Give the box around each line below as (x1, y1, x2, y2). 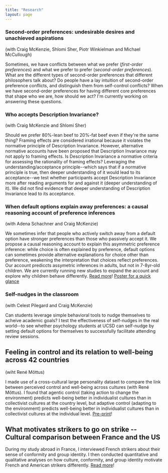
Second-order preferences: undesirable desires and (5, 29, 135, 36)
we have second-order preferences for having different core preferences (5, 88, 156, 94)
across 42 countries (5, 356, 70, 364)
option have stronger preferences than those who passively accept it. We (5, 236, 157, 242)
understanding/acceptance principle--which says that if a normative (5, 164, 146, 170)
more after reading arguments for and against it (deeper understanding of (5, 180, 157, 186)
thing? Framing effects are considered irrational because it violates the (5, 137, 151, 143)
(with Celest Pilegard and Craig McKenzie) (5, 302, 93, 308)
